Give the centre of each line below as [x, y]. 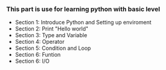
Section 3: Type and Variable [51, 35]
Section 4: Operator [40, 42]
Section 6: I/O [32, 61]
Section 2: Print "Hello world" [52, 29]
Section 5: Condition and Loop [53, 48]
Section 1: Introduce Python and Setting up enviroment [83, 23]
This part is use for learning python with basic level [83, 9]
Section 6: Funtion [38, 55]
